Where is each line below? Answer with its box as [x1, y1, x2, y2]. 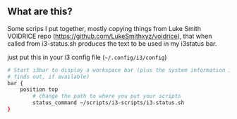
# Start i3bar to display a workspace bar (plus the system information [7, 66, 226, 73]
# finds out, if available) [7, 73, 90, 80]
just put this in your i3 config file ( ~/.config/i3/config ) [7, 53, 167, 61]
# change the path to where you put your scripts [32, 93, 181, 100]
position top [20, 86, 59, 94]
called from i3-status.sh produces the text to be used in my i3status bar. [7, 39, 217, 48]
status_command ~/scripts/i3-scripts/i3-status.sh [32, 99, 185, 106]
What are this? [7, 6, 73, 18]
